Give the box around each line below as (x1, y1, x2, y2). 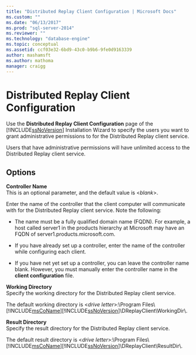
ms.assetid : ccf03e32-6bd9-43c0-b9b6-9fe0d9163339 (6, 47, 132, 53)
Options (6, 167, 36, 177)
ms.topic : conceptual (6, 42, 59, 48)
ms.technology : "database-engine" (6, 36, 91, 42)
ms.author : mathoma (6, 58, 54, 63)
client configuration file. (14, 272, 74, 279)
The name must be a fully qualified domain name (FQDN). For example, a (14, 218, 191, 225)
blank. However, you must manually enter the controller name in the (14, 266, 178, 273)
